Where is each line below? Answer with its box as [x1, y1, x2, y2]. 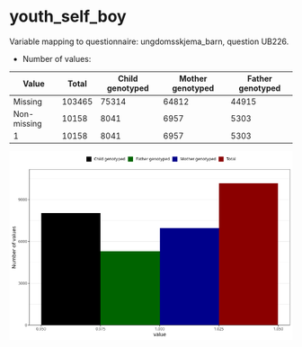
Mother [179, 74, 208, 85]
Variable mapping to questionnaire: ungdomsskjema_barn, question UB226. [9, 36, 289, 47]
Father [246, 74, 272, 85]
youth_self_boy [9, 6, 128, 27]
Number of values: [22, 53, 92, 64]
